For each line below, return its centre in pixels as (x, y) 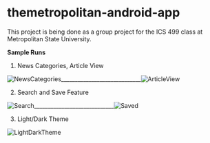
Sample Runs (27, 52)
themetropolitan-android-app (94, 13)
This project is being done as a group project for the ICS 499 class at (105, 32)
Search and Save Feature (53, 92)
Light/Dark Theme (43, 119)
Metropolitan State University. (49, 38)
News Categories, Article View (61, 65)
